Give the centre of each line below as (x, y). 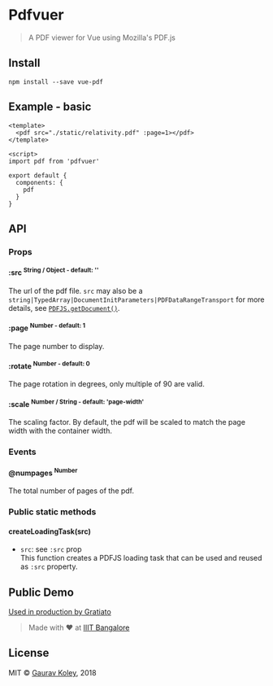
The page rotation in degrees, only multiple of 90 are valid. (106, 384)
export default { (38, 175)
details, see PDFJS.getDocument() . (64, 308)
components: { (39, 182)
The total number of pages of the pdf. (71, 491)
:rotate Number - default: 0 (50, 365)
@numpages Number (43, 472)
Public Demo (41, 592)
